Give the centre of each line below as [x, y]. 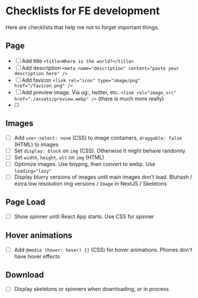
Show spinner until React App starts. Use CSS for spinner [84, 216]
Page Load [25, 202]
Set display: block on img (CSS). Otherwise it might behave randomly [100, 150]
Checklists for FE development [83, 11]
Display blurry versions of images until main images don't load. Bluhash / [103, 177]
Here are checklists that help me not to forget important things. [82, 27]
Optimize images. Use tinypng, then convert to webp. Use [84, 164]
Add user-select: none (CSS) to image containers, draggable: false [98, 138]
